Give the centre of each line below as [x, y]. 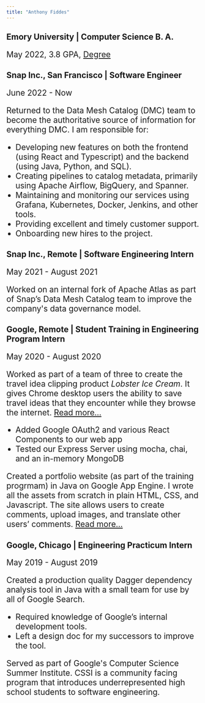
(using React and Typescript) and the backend [102, 157]
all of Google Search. [46, 600]
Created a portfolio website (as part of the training [100, 476]
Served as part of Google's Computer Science [93, 663]
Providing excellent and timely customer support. [107, 224]
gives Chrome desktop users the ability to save [94, 393]
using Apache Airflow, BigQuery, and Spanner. [102, 186]
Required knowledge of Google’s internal [91, 617]
